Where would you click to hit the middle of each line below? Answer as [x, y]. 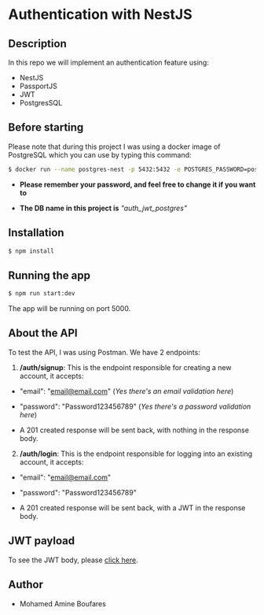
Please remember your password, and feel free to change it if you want [137, 184]
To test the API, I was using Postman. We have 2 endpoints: [104, 352]
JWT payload [42, 541]
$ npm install [31, 251]
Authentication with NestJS [100, 15]
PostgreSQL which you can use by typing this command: [100, 154]
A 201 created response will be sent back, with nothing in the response [134, 430]
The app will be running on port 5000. [70, 309]
